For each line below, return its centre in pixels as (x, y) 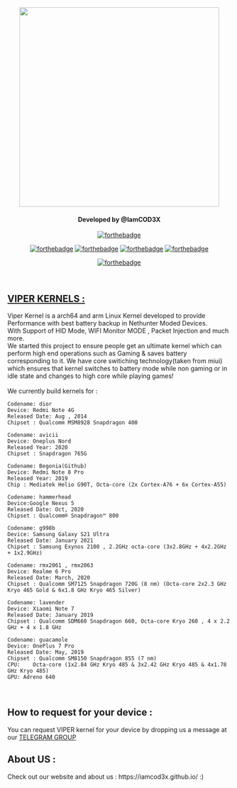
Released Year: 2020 (38, 448)
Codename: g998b (31, 528)
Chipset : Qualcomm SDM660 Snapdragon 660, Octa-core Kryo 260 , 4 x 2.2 (119, 621)
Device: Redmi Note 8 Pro (45, 472)
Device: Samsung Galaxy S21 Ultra (59, 535)
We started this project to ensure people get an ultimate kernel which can (115, 346)
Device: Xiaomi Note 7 (41, 609)
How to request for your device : (80, 712)
